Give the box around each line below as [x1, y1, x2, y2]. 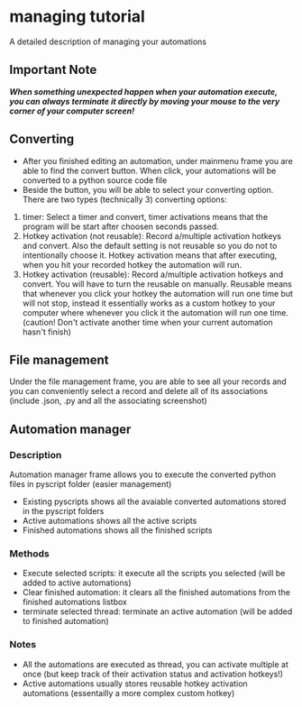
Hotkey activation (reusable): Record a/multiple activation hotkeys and [22, 269, 284, 280]
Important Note [9, 62, 97, 78]
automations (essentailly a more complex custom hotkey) [22, 687, 235, 698]
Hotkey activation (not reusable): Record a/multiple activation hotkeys [22, 230, 282, 241]
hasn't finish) [22, 326, 72, 337]
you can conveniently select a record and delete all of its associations [9, 386, 269, 397]
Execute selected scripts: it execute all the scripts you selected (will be [22, 568, 286, 579]
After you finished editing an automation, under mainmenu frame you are [22, 155, 293, 166]
